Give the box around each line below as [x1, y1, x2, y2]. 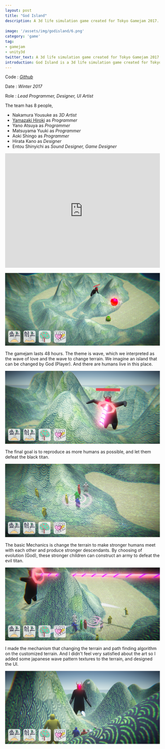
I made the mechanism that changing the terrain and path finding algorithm [5, 646, 157, 651]
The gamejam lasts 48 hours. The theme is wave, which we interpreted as [5, 351, 155, 357]
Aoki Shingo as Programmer [12, 133, 70, 139]
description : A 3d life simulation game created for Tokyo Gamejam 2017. [5, 18, 160, 23]
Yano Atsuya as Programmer [12, 123, 70, 129]
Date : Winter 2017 [5, 84, 43, 90]
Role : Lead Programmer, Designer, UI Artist [5, 93, 93, 99]
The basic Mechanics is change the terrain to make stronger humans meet [5, 542, 156, 548]
